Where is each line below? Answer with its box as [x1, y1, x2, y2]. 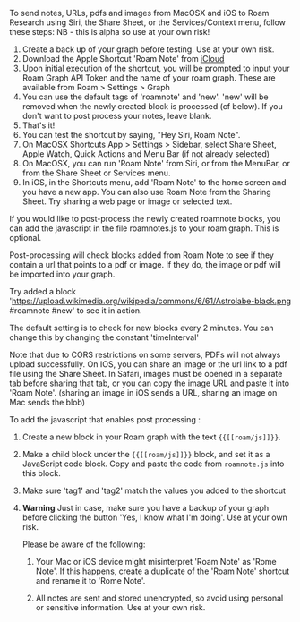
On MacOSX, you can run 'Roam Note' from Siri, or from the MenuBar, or [21, 158, 291, 168]
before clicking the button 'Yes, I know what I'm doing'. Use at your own [21, 512, 288, 523]
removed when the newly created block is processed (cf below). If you [21, 101, 284, 111]
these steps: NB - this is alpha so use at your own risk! [9, 27, 210, 37]
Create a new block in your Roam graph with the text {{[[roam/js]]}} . [21, 431, 281, 442]
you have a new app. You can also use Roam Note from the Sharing [21, 187, 271, 197]
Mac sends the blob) [9, 397, 86, 407]
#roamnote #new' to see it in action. [9, 305, 142, 316]
